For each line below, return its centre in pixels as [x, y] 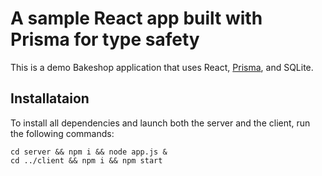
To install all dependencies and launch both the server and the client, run [160, 123]
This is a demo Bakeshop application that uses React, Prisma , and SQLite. [162, 67]
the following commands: [62, 133]
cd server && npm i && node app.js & [89, 152]
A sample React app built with [136, 18]
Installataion [50, 98]
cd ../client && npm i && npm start [86, 160]
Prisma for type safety [105, 39]
